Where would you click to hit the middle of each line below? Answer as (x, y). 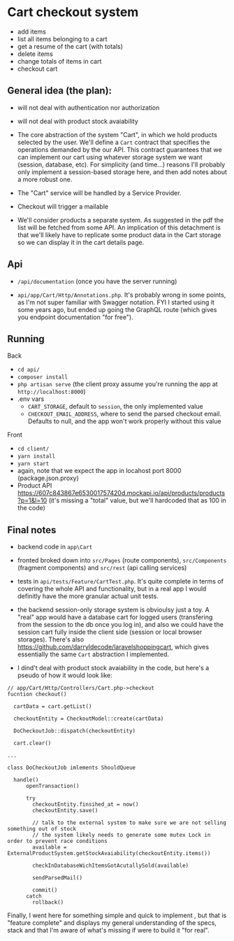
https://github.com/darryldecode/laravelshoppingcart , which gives (113, 647)
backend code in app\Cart (55, 547)
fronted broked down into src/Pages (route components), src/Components (122, 560)
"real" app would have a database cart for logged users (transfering (115, 617)
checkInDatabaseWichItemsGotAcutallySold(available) (111, 866)
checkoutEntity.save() (65, 811)
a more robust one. (45, 179)
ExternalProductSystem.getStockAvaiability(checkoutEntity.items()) (109, 854)
